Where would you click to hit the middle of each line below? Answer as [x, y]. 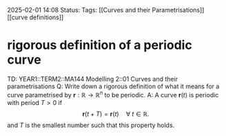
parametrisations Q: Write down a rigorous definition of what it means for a [113, 86]
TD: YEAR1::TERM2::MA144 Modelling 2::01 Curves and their [92, 79]
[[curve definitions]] [35, 17]
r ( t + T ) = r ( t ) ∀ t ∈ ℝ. [116, 114]
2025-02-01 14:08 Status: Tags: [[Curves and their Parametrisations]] [106, 10]
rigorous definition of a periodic [100, 45]
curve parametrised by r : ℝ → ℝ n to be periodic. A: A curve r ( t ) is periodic [113, 94]
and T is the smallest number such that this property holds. [91, 125]
